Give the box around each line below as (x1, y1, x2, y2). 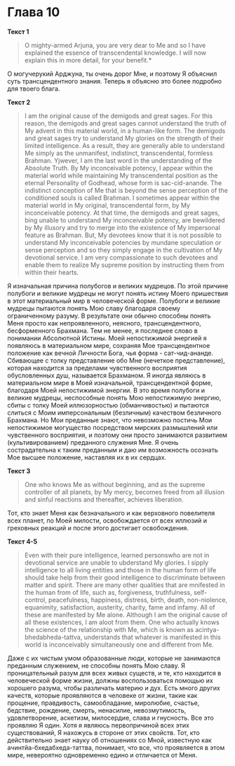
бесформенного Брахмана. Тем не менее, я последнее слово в (7, 326, 198, 335)
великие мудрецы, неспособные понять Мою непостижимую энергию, (7, 394, 222, 402)
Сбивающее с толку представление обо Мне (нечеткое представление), (7, 356, 226, 365)
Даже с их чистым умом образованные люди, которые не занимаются (7, 654, 221, 662)
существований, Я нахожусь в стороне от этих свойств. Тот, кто (7, 728, 200, 737)
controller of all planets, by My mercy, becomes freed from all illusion (24, 488, 225, 496)
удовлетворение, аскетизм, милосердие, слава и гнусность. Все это (7, 713, 214, 722)
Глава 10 (7, 4, 60, 20)
